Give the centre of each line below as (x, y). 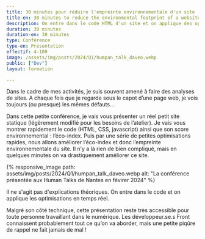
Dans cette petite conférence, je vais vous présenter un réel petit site (93, 116)
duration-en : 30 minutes (38, 35)
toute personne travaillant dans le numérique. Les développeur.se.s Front (98, 217)
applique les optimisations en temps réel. (58, 199)
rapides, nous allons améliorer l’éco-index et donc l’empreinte (84, 142)
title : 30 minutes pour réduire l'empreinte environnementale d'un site (101, 12)
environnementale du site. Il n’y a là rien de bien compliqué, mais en (92, 149)
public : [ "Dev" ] (27, 63)
